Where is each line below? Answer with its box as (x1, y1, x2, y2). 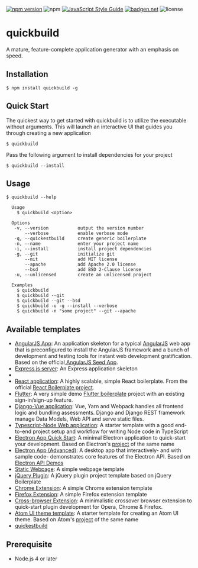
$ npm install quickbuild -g (6, 85, 78, 91)
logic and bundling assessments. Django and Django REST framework (14, 409, 185, 417)
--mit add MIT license (24, 256, 118, 263)
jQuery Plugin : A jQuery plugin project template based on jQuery (14, 472, 171, 479)
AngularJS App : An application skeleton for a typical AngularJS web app (14, 340, 191, 347)
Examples (11, 282, 33, 288)
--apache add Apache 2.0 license (24, 262, 136, 267)
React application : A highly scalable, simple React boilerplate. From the (14, 377, 188, 385)
